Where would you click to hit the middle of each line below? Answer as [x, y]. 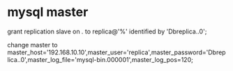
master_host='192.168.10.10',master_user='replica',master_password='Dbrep [116, 52]
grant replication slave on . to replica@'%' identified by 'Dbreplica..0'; [107, 31]
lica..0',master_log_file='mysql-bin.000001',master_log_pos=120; [100, 59]
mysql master [48, 12]
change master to [32, 45]
